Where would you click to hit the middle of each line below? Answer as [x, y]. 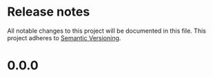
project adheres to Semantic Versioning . [64, 37]
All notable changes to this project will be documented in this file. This [107, 31]
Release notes [49, 12]
